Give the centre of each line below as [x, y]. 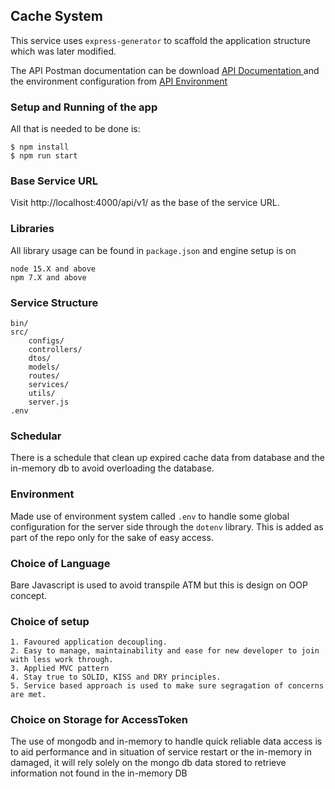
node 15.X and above [53, 269]
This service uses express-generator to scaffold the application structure [160, 40]
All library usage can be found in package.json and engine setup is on [153, 250]
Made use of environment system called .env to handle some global [150, 516]
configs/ [46, 341]
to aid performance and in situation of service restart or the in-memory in [161, 752]
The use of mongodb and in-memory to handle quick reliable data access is [166, 741]
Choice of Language [60, 563]
